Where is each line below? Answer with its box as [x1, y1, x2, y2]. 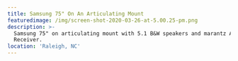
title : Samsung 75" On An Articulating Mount [7, 10, 144, 18]
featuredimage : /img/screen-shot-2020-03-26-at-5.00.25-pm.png [7, 17, 198, 24]
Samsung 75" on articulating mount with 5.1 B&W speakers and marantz [13, 29, 227, 37]
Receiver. [13, 36, 42, 43]
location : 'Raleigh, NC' [7, 43, 81, 50]
